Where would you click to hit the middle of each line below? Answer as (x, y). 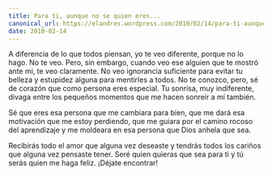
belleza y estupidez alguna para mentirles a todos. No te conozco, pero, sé (134, 80)
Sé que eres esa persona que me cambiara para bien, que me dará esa (127, 113)
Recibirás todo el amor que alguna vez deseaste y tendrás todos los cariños (135, 146)
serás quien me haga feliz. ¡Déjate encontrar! (83, 163)
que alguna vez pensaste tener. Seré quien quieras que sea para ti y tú (126, 154)
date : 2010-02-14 (38, 31)
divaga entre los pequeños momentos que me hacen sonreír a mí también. (132, 97)
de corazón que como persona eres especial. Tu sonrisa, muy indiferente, (132, 88)
